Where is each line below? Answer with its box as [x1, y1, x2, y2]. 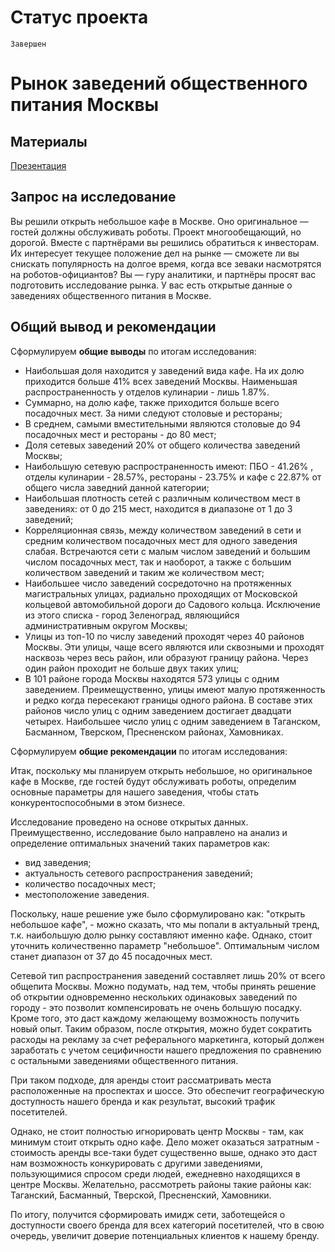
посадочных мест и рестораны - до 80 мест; [24, 428, 217, 440]
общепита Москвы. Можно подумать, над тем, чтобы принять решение [10, 980, 317, 992]
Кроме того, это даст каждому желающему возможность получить [10, 1012, 300, 1024]
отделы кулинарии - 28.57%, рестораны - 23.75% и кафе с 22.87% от [24, 471, 322, 483]
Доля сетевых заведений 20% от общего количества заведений [24, 439, 301, 451]
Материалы [10, 133, 88, 150]
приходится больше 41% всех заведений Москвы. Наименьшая [24, 375, 298, 387]
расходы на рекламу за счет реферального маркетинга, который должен [10, 1033, 325, 1045]
